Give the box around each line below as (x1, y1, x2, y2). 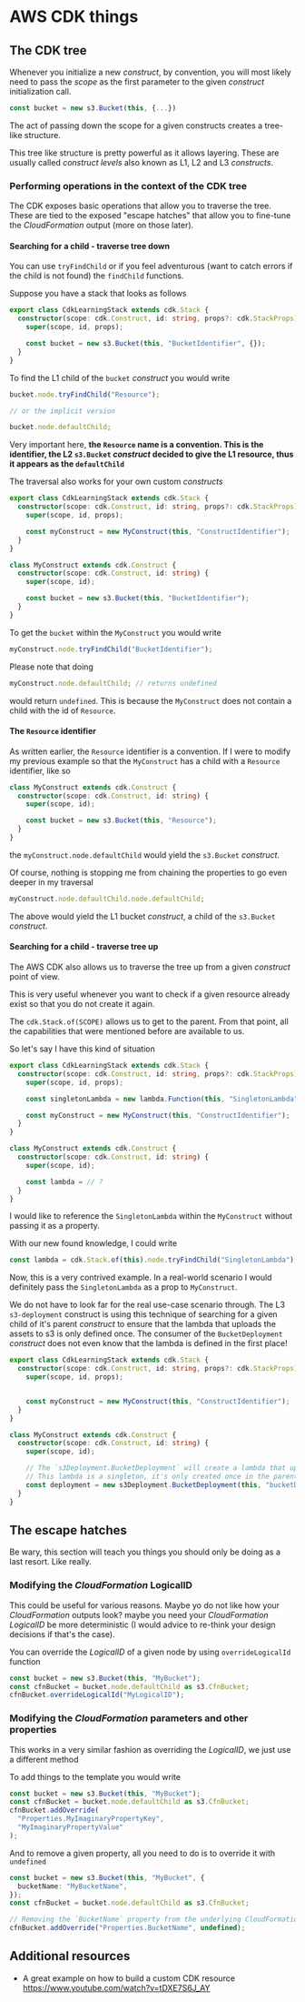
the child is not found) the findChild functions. (9, 270, 184, 281)
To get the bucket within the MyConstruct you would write (9, 627, 222, 638)
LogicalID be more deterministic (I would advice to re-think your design (9, 1619, 276, 1630)
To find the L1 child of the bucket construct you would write (9, 372, 231, 383)
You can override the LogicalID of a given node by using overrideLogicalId (9, 1646, 291, 1657)
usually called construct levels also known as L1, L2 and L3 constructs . (9, 156, 274, 167)
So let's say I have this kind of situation (9, 1043, 156, 1054)
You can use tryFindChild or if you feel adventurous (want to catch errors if (9, 261, 293, 272)
